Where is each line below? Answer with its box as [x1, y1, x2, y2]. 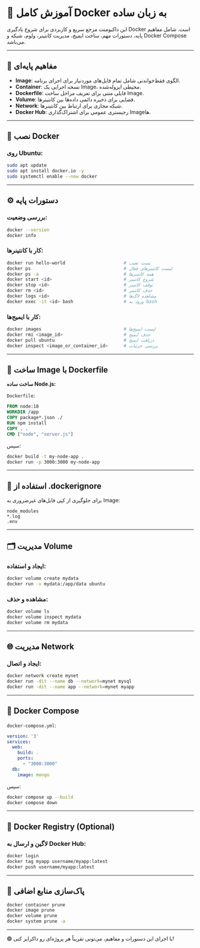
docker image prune [7, 907, 55, 914]
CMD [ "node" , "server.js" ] [7, 431, 74, 437]
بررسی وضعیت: [7, 213, 47, 222]
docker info [7, 232, 36, 238]
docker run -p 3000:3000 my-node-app [7, 459, 100, 465]
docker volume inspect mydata [7, 614, 82, 620]
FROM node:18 [7, 404, 39, 410]
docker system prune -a [7, 918, 66, 924]
